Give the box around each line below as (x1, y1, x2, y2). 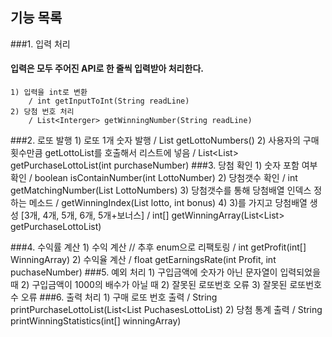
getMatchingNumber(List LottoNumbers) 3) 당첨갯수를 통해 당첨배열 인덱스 (10, 184, 312, 197)
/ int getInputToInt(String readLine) (28, 96, 190, 107)
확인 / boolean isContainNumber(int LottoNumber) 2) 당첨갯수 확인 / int (10, 172, 298, 184)
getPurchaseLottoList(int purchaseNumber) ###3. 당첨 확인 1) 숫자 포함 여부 (10, 159, 318, 172)
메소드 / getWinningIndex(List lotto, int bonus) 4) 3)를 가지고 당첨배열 (28, 197, 308, 209)
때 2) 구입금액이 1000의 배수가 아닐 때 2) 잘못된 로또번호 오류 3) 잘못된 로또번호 (10, 279, 322, 291)
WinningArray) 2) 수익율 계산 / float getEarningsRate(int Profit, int (10, 254, 277, 266)
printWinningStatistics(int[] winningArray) (10, 315, 182, 327)
